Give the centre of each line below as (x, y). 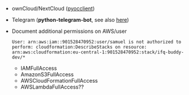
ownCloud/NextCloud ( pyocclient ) (53, 9)
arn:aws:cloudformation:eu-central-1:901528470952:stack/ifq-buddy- (98, 52)
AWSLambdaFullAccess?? (52, 87)
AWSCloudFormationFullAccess (59, 81)
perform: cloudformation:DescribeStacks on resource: (79, 47)
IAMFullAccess (39, 68)
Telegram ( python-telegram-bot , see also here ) (70, 20)
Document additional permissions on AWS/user (69, 31)
